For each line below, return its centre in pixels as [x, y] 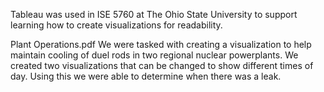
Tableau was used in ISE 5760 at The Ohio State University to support [154, 14]
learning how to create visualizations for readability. [116, 25]
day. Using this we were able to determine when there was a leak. [146, 76]
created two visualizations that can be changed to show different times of [162, 65]
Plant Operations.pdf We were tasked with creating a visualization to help [161, 44]
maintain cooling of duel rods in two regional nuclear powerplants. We [154, 55]
